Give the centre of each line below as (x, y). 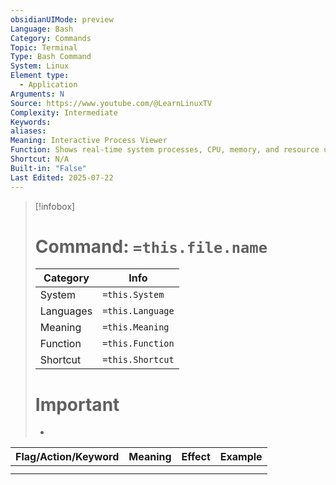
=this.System (133, 295)
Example (241, 457)
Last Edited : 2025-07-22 (62, 177)
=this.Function (138, 344)
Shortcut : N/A (40, 159)
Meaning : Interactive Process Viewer (89, 141)
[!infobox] (55, 206)
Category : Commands (51, 38)
